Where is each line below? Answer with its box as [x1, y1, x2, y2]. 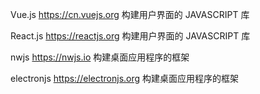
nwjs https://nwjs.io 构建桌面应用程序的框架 [10, 51, 190, 63]
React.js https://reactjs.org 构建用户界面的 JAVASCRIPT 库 [10, 30, 251, 42]
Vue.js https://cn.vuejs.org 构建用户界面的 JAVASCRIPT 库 [10, 9, 250, 20]
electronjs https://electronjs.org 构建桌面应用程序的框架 [10, 73, 240, 84]
